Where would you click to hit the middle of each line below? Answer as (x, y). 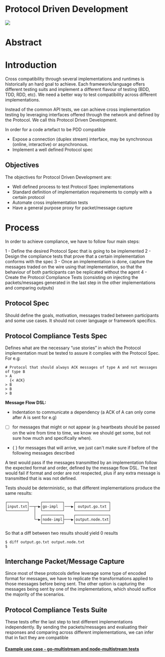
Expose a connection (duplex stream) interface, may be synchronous (82, 139)
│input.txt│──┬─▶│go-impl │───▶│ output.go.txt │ (58, 506)
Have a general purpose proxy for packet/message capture (72, 208)
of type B (15, 372)
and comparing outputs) (30, 287)
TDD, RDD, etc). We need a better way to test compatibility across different (81, 94)
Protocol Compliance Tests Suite (56, 610)
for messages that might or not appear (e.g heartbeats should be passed (86, 427)
